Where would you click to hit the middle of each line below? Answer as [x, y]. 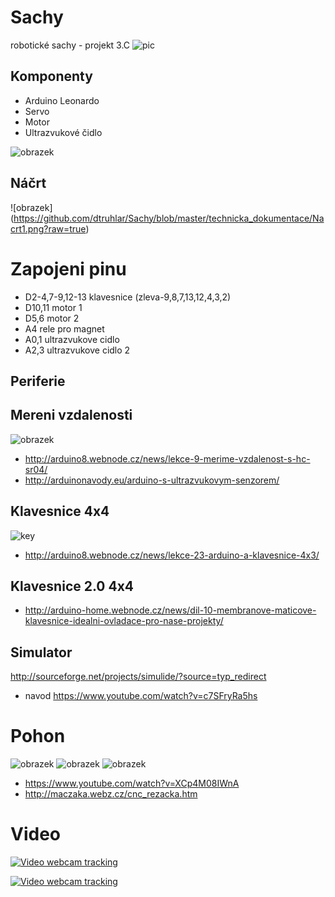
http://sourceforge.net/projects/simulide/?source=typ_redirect [138, 677]
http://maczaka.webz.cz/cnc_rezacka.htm [111, 794]
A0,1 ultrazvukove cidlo [72, 339]
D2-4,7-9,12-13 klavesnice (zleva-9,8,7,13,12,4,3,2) [128, 297]
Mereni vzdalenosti [71, 415]
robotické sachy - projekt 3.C [70, 45]
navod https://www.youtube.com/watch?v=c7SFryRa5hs [141, 696]
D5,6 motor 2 [52, 318]
